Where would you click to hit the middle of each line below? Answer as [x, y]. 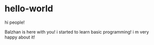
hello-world [29, 9]
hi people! [15, 22]
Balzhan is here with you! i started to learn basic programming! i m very [77, 32]
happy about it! [20, 37]
